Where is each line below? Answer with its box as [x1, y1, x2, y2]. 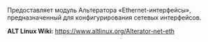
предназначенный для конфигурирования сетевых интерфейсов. [7, 13, 202, 22]
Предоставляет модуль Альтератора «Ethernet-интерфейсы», [7, 6, 191, 14]
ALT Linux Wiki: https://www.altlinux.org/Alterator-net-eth [7, 27, 175, 35]
